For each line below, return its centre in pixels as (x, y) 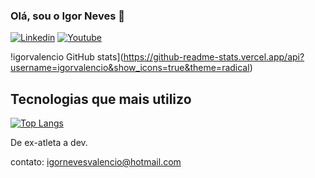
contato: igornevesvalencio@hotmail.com (96, 162)
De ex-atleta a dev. (49, 143)
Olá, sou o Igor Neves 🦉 (67, 16)
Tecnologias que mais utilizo (101, 99)
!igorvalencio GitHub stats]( (67, 57)
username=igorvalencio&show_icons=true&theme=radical (130, 68)
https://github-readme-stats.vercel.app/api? (214, 57)
